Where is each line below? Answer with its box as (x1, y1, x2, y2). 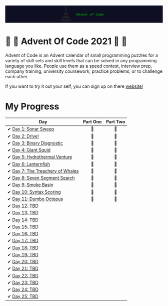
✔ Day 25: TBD (7, 293, 38, 299)
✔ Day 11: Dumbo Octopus (7, 196, 63, 202)
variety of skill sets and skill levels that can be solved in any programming (5, 57, 157, 63)
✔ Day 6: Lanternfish (7, 161, 50, 167)
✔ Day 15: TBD (7, 224, 38, 230)
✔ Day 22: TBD (7, 272, 38, 278)
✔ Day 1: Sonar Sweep (7, 126, 54, 132)
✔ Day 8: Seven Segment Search (7, 175, 75, 181)
